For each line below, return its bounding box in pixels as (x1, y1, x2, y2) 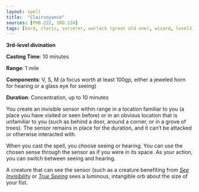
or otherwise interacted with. (6, 131, 76, 138)
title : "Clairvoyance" (6, 14, 65, 20)
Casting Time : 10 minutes (6, 53, 69, 60)
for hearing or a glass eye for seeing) (6, 83, 97, 90)
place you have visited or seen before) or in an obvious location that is (6, 112, 178, 119)
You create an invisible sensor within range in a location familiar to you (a (6, 105, 185, 113)
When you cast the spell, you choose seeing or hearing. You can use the (6, 142, 183, 149)
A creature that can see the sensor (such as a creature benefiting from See (6, 166, 190, 174)
